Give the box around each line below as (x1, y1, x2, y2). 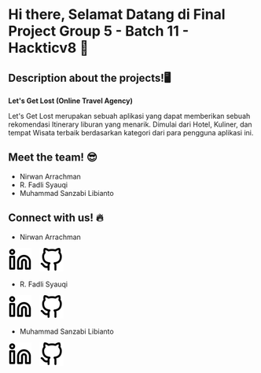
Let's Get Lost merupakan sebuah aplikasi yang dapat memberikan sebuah (8, 112, 251, 120)
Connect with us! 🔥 (8, 211, 104, 225)
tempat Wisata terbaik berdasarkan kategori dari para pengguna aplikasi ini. (8, 128, 254, 137)
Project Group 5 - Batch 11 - (8, 22, 189, 40)
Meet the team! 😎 (8, 151, 98, 164)
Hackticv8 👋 (8, 39, 89, 57)
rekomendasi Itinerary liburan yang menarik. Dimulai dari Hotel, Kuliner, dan (8, 120, 253, 129)
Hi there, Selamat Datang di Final (8, 6, 226, 24)
